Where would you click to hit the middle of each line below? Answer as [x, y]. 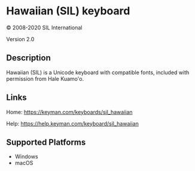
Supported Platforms [46, 142]
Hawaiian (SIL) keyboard [68, 11]
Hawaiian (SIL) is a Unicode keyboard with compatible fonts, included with [98, 72]
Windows [26, 157]
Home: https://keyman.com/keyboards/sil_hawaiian [69, 112]
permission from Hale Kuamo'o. [45, 78]
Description [28, 58]
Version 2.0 [20, 39]
